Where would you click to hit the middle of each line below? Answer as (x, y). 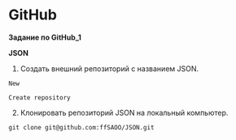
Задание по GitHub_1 (45, 37)
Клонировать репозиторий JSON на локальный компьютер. (124, 112)
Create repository (39, 98)
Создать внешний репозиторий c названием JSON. (109, 68)
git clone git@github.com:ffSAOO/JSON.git (81, 127)
